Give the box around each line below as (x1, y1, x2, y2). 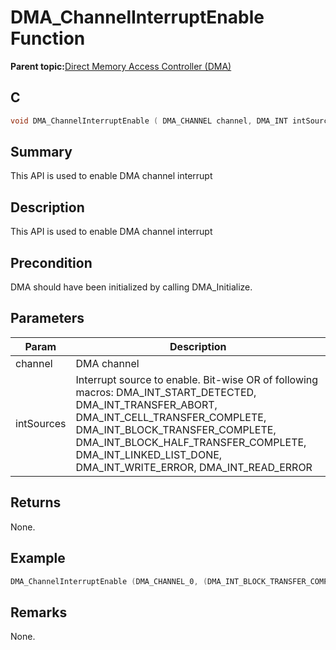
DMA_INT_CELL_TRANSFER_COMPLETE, (75, 410, 267, 424)
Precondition (10, 254, 93, 271)
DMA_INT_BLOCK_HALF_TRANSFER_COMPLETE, (75, 435, 307, 449)
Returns (10, 494, 62, 511)
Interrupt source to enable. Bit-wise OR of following (75, 372, 319, 386)
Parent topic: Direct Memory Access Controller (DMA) (10, 60, 232, 72)
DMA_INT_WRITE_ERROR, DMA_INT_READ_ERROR (75, 460, 313, 474)
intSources (15, 416, 67, 430)
